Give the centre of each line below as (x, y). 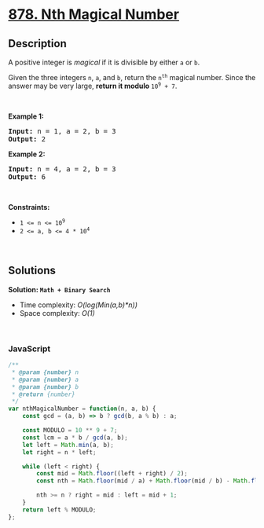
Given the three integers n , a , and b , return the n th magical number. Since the (132, 77)
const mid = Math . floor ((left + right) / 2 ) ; (112, 474)
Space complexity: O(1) (57, 313)
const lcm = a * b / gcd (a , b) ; (75, 438)
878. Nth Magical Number (93, 15)
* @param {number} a (45, 379)
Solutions (32, 271)
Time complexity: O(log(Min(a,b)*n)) (78, 305)
